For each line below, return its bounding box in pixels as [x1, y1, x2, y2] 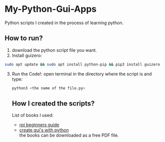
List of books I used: [11, 112, 54, 118]
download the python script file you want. [11, 47, 97, 53]
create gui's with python [19, 127, 69, 133]
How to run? [4, 34, 43, 42]
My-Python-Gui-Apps [4, 3, 97, 15]
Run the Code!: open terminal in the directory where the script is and [11, 71, 152, 77]
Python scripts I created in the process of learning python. [4, 20, 124, 26]
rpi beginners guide [19, 122, 59, 128]
